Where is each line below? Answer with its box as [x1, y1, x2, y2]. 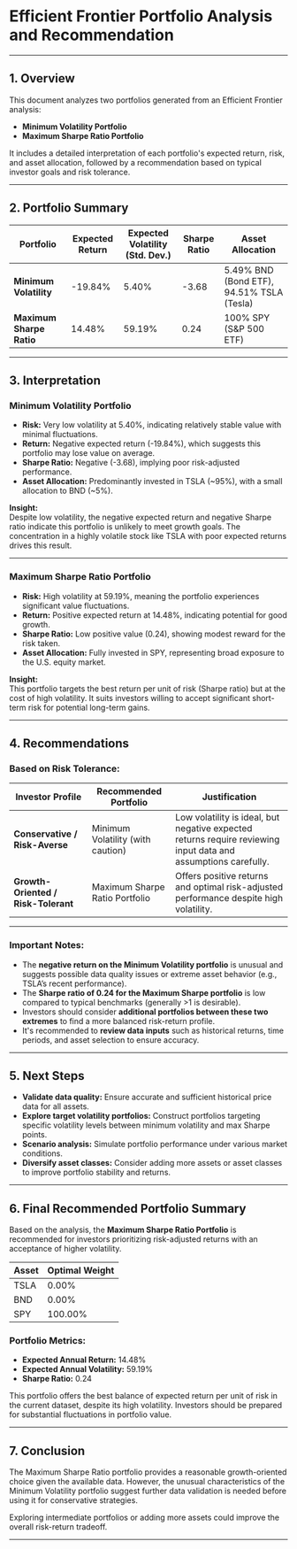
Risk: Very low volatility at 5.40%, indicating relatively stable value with [21, 420, 282, 430]
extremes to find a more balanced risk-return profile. [21, 1015, 215, 1026]
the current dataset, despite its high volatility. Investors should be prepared [9, 1400, 283, 1411]
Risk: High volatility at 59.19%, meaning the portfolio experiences [21, 590, 260, 601]
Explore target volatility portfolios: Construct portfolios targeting [21, 1111, 261, 1121]
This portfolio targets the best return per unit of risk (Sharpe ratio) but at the [9, 683, 286, 694]
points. [21, 1129, 48, 1140]
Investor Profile [15, 790, 82, 803]
